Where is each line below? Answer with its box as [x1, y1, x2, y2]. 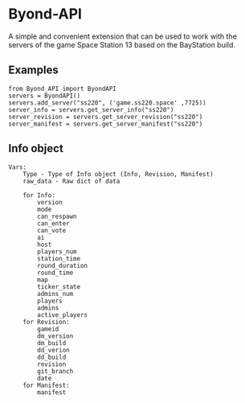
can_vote [37, 226, 67, 234]
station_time [37, 254, 81, 262]
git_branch [37, 367, 74, 375]
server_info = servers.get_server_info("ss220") [8, 105, 174, 113]
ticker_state [37, 282, 81, 290]
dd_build [37, 353, 67, 361]
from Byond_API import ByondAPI [8, 84, 116, 93]
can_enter [37, 219, 70, 228]
